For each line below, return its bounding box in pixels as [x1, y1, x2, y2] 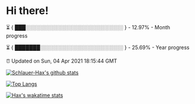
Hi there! [6, 4, 49, 18]
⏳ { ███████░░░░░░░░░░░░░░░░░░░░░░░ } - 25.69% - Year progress [6, 44, 190, 51]
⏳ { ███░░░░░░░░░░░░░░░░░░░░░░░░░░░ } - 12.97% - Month [6, 23, 171, 30]
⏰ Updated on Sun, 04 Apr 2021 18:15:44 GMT [6, 57, 118, 64]
